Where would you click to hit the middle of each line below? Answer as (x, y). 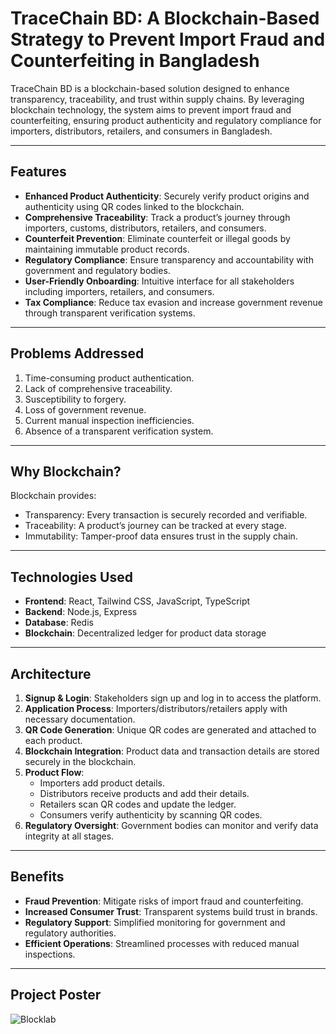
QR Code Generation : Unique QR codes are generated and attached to (170, 730)
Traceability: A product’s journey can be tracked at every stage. (155, 526)
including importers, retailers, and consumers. (119, 291)
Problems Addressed (77, 353)
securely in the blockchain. (80, 761)
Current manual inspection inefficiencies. (109, 420)
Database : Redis (59, 623)
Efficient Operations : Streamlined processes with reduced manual (162, 943)
